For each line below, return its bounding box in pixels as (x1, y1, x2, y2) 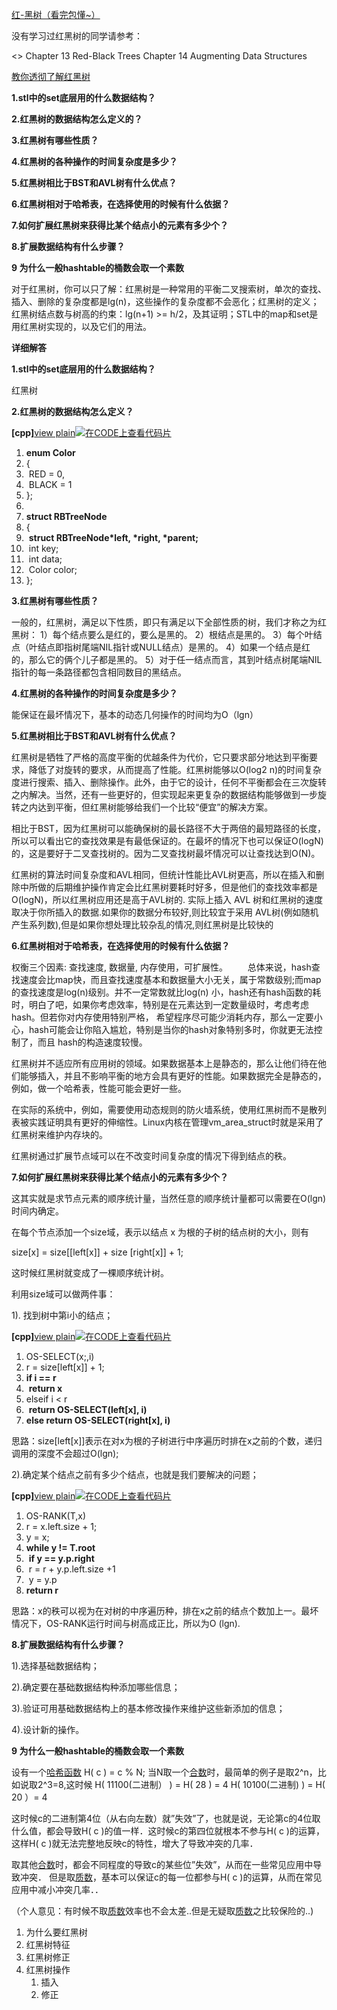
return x (28, 1383, 63, 1394)
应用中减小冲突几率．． (11, 1884, 104, 1895)
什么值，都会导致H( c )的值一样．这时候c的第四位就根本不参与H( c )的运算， (11, 1825, 325, 1837)
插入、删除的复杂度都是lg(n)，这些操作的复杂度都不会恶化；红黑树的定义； (11, 296, 320, 307)
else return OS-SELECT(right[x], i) (25, 1414, 171, 1426)
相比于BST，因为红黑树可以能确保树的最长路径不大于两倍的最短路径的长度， (11, 823, 327, 834)
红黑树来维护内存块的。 (11, 1129, 108, 1140)
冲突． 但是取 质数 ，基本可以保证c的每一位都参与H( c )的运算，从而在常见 (19, 1871, 323, 1883)
